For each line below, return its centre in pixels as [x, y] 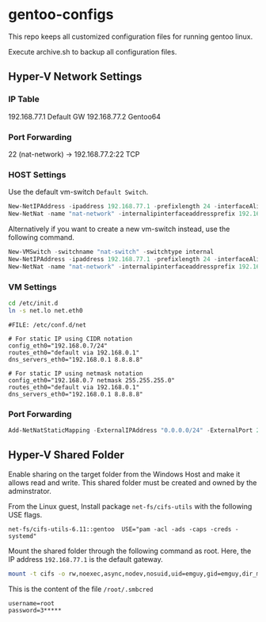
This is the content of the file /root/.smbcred [81, 589]
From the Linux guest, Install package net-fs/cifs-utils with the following [130, 506]
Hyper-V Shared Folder [66, 455]
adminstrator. [30, 491]
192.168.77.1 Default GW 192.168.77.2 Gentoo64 [84, 116]
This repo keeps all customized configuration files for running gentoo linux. [131, 36]
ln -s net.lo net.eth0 [46, 310]
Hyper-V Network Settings [75, 77]
